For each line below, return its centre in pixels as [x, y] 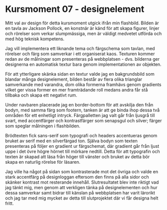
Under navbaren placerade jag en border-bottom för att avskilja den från [79, 105]
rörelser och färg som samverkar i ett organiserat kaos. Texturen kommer [80, 54]
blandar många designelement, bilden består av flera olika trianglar [74, 79]
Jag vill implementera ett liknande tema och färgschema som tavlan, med [80, 48]
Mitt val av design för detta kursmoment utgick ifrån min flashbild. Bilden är [82, 23]
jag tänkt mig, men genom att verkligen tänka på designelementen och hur [81, 187]
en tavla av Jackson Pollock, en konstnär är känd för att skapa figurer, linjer [82, 28]
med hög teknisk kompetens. [35, 39]
